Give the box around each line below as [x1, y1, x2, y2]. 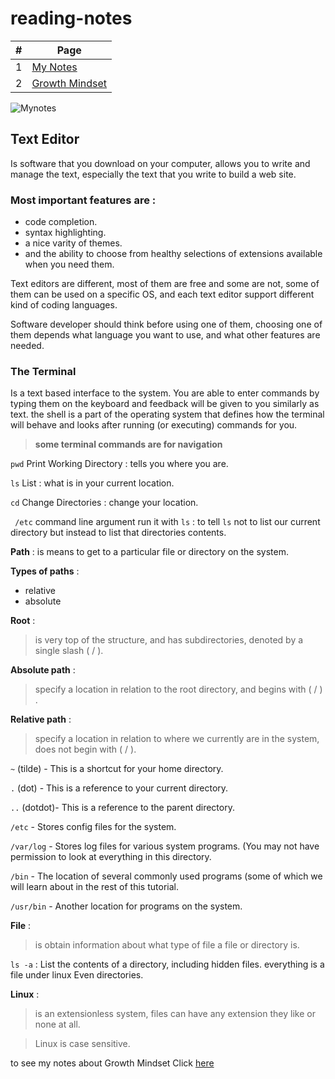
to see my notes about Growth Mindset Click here [10, 1057, 215, 1069]
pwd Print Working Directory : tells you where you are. [10, 458, 229, 470]
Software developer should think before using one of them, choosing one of [10, 318, 323, 331]
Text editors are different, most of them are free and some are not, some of [10, 278, 320, 290]
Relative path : [10, 713, 72, 726]
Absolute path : [10, 664, 76, 676]
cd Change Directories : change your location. [10, 497, 199, 509]
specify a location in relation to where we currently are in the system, [34, 733, 320, 745]
